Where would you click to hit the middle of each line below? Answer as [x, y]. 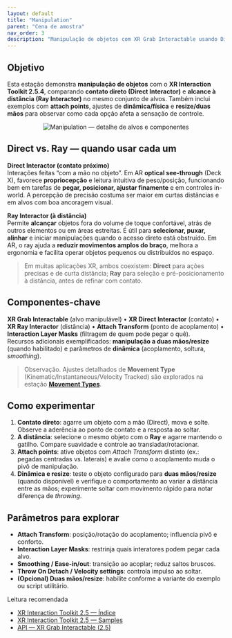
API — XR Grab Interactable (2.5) [64, 628]
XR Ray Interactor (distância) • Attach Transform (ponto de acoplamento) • [116, 326]
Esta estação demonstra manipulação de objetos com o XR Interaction [109, 84]
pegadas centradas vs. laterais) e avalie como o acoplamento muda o [116, 459]
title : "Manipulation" [40, 20]
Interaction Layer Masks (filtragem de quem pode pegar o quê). [99, 334]
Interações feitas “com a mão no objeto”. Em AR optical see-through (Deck [114, 172]
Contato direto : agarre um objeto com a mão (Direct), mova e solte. [113, 423]
